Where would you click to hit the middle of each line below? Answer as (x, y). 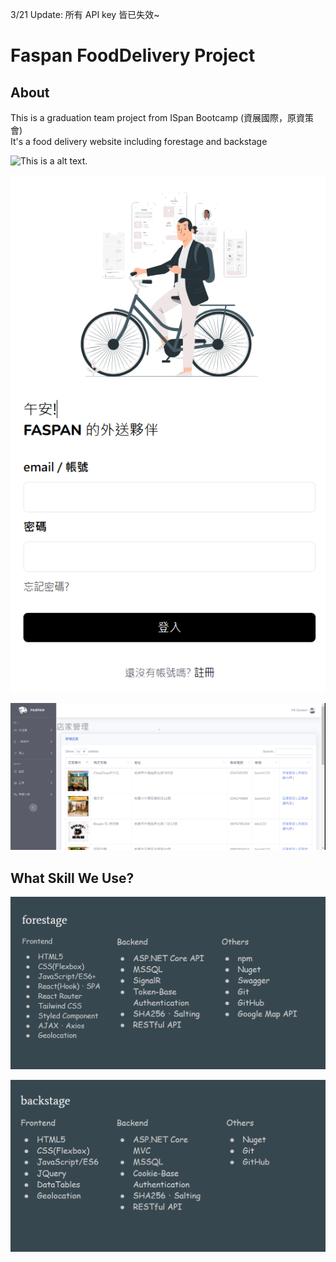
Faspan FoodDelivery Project (133, 55)
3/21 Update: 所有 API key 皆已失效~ (85, 14)
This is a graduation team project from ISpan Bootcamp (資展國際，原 (153, 117)
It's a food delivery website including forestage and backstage (139, 141)
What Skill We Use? (72, 878)
